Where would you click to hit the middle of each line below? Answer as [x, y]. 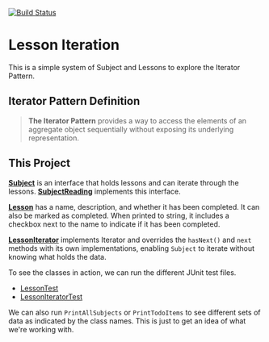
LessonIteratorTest [51, 296]
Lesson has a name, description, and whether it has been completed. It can [134, 206]
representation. [53, 138]
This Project [40, 163]
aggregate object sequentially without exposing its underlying [131, 129]
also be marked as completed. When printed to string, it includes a [119, 215]
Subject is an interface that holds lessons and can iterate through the [124, 182]
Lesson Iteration [64, 45]
